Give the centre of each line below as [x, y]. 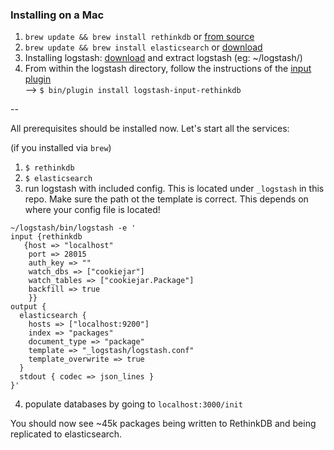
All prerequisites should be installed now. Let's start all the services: [150, 129]
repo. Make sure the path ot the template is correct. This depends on [166, 199]
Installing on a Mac [57, 15]
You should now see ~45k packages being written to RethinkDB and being [163, 424]
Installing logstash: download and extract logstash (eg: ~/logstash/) [163, 58]
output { [28, 307]
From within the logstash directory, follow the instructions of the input [168, 69]
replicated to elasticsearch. [66, 434]
